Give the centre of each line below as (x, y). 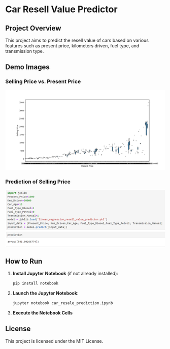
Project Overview (33, 28)
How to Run (24, 261)
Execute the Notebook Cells (42, 313)
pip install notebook (35, 283)
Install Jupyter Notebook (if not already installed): (65, 273)
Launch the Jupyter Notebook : (45, 293)
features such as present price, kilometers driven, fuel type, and (72, 46)
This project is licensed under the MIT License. (54, 341)
